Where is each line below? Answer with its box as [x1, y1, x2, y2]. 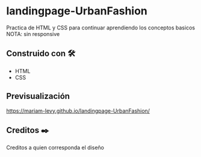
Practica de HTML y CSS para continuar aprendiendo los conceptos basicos [6, 24, 196, 31]
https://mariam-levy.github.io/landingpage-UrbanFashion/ [6, 107, 150, 114]
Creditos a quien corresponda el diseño [6, 144, 104, 151]
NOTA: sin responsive [6, 30, 60, 37]
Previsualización [6, 91, 70, 101]
